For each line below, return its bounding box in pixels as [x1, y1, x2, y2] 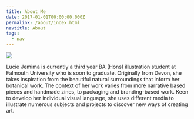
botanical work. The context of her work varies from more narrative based [6, 82, 186, 89]
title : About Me [6, 8, 46, 15]
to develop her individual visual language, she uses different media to [6, 95, 175, 101]
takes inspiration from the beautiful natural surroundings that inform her [6, 76, 180, 82]
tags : [6, 31, 19, 37]
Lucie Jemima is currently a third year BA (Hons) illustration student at [6, 63, 176, 70]
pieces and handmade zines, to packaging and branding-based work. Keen [6, 88, 189, 95]
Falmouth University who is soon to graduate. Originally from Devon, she [6, 70, 182, 77]
